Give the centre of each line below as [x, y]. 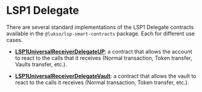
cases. [14, 40]
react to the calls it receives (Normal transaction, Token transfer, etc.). [102, 82]
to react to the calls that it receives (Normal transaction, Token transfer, [103, 58]
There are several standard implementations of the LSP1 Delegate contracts [100, 27]
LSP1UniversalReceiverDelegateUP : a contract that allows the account [103, 51]
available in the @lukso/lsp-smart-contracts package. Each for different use [100, 33]
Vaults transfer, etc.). [41, 64]
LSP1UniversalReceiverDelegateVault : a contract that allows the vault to [106, 76]
